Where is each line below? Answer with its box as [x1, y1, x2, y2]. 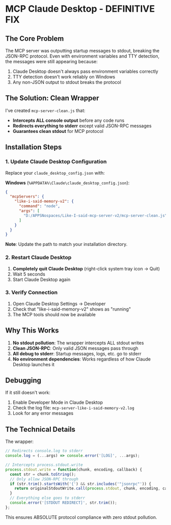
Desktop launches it [12, 361, 55, 367]
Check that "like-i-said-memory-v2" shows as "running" [12, 306, 131, 312]
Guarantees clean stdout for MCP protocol [12, 128, 103, 134]
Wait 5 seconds [12, 271, 46, 277]
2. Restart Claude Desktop [5, 254, 72, 261]
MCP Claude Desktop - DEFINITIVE [5, 3, 155, 15]
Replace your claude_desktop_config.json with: [5, 170, 105, 176]
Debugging [5, 376, 42, 385]
